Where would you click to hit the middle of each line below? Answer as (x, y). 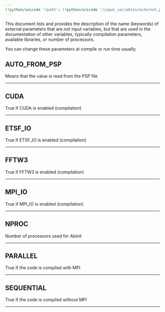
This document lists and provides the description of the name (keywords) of (82, 24)
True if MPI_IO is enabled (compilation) (44, 204)
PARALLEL (21, 256)
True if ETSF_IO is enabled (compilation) (46, 140)
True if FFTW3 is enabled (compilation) (45, 172)
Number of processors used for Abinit (43, 236)
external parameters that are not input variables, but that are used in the (78, 29)
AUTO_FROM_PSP (33, 64)
